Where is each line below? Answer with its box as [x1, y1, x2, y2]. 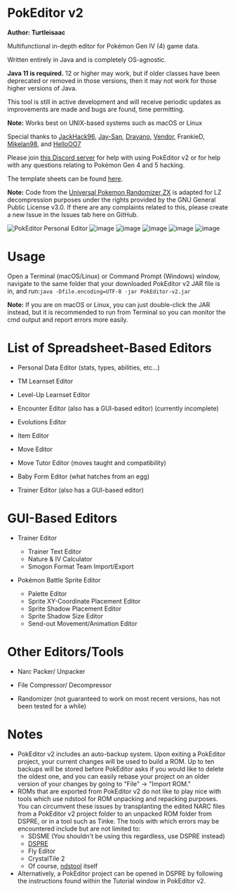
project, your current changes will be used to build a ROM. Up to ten [17, 757, 215, 765]
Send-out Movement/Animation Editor [27, 619, 138, 627]
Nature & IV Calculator [27, 554, 93, 563]
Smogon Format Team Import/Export [27, 562, 135, 571]
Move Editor [17, 445, 53, 453]
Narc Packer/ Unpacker [17, 667, 86, 675]
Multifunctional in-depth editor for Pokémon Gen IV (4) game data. [7, 41, 200, 50]
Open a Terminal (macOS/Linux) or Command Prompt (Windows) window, [7, 272, 221, 280]
